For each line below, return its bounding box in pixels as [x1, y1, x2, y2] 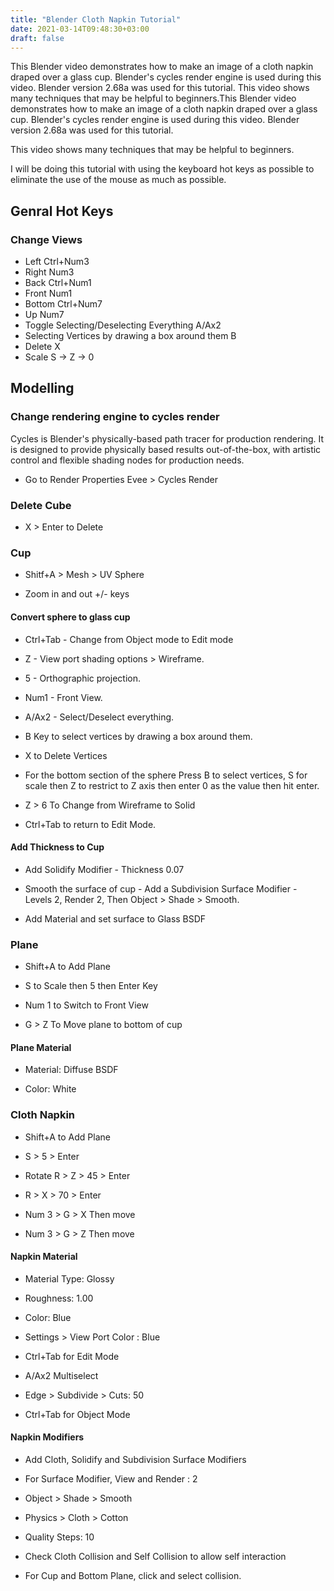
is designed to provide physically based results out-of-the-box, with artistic [10, 443, 322, 455]
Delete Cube [10, 498, 72, 512]
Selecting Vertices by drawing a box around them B [24, 330, 237, 342]
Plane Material [10, 1041, 72, 1053]
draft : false [10, 33, 65, 43]
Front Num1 [24, 287, 73, 300]
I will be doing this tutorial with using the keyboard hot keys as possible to [10, 163, 315, 175]
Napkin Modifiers [10, 1431, 85, 1443]
